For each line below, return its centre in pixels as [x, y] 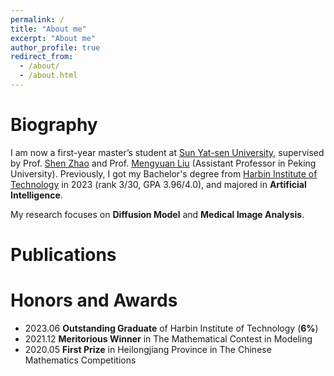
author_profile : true [55, 47]
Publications [63, 255]
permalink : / [37, 19]
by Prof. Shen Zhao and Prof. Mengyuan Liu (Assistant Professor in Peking [163, 163]
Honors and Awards [94, 300]
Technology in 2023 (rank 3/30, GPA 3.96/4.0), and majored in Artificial [158, 184]
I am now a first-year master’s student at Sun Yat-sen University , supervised [167, 152]
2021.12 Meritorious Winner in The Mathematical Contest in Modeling [168, 338]
